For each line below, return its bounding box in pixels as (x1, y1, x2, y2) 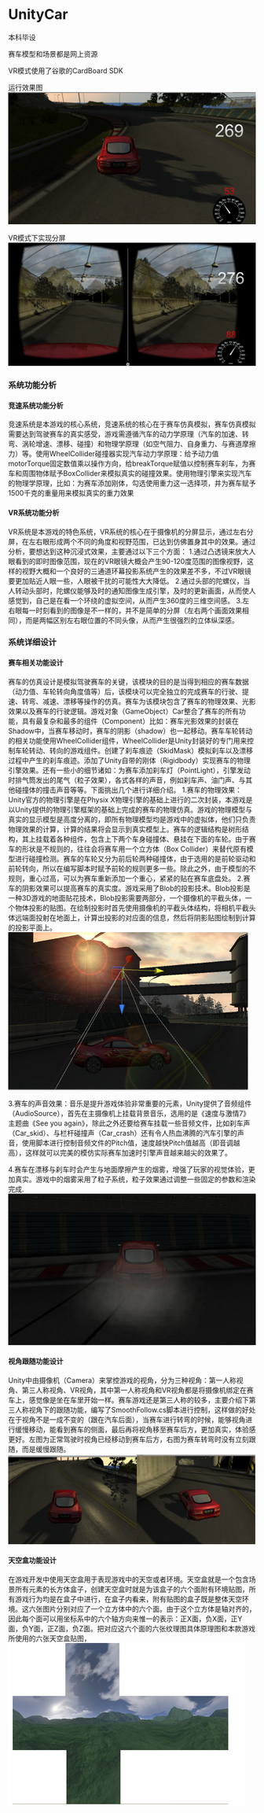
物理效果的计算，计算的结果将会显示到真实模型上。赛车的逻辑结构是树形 (8, 824, 242, 834)
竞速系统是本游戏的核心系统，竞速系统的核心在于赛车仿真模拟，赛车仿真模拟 (8, 419, 256, 429)
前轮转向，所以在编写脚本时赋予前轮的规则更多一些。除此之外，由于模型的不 (8, 864, 256, 873)
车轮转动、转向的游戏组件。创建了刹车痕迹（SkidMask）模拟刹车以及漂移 (14, 746, 254, 755)
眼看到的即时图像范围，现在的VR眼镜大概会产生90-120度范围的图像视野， (8, 556, 247, 566)
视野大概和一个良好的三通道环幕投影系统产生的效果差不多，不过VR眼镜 (21, 566, 251, 576)
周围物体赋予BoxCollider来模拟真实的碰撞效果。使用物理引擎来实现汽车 (21, 469, 252, 478)
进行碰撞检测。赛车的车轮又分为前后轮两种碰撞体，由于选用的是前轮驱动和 (14, 853, 256, 863)
